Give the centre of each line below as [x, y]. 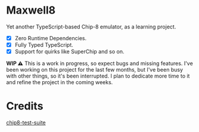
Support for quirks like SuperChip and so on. [69, 51]
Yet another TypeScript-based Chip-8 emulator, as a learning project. [91, 27]
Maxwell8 [31, 10]
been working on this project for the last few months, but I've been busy [95, 70]
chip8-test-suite [26, 123]
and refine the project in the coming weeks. [60, 82]
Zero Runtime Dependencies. [51, 38]
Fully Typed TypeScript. [44, 45]
